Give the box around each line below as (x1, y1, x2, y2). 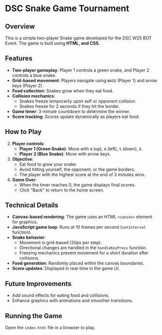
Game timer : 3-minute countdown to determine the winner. (12, 108, 130, 114)
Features (5, 54, 32, 63)
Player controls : (12, 140, 45, 146)
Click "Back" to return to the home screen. (19, 187, 104, 193)
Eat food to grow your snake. (19, 161, 77, 167)
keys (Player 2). (12, 83, 44, 88)
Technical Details (5, 201, 59, 209)
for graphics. (12, 219, 38, 225)
